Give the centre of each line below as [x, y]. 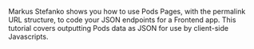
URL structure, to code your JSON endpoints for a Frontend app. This [122, 20]
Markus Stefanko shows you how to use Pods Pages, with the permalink [127, 11]
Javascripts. [28, 36]
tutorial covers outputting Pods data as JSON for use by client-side [119, 28]
